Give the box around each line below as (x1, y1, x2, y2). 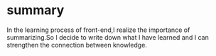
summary (6, 2, 65, 18)
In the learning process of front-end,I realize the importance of (6, 26, 190, 34)
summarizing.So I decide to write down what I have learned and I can (6, 33, 209, 41)
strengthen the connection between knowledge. (6, 40, 147, 49)
